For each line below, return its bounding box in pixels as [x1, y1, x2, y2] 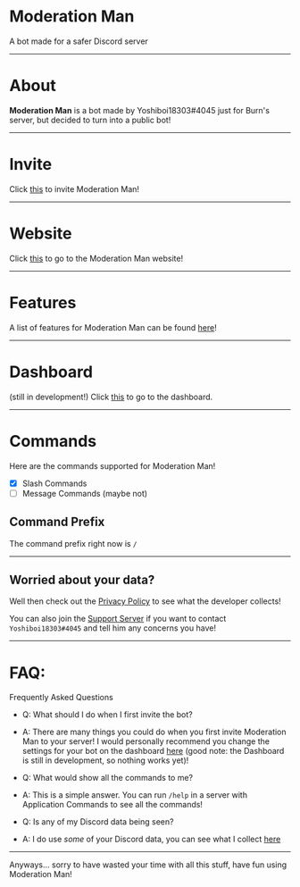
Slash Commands [21, 478, 87, 489]
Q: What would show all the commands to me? [21, 773, 194, 783]
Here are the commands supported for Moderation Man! [9, 460, 216, 471]
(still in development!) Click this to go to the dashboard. [9, 391, 213, 402]
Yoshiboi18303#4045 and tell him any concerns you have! [9, 623, 217, 633]
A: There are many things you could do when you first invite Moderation [21, 726, 287, 738]
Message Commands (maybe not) [21, 488, 148, 498]
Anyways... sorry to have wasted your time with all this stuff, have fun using [9, 859, 287, 870]
